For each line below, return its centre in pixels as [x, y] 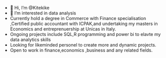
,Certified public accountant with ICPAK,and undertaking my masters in [84, 23]
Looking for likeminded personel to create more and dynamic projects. [83, 45]
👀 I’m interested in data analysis [43, 13]
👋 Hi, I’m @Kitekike [30, 8]
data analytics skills [31, 39]
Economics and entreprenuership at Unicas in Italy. [63, 29]
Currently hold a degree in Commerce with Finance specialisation [78, 18]
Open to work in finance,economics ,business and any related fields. [81, 50]
